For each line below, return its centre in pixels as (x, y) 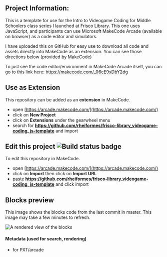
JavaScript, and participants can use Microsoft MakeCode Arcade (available (84, 31)
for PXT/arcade (28, 250)
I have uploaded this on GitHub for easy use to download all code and (77, 46)
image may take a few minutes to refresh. (48, 217)
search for (23, 125)
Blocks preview (29, 200)
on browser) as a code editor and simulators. (51, 36)
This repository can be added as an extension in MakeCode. (68, 99)
